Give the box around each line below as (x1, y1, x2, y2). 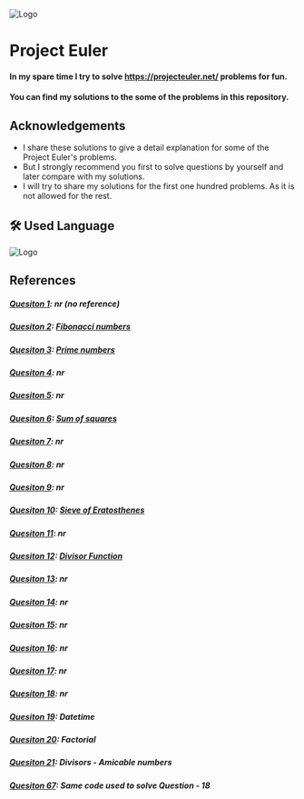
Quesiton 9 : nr (9, 482, 65, 493)
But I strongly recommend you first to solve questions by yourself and (22, 162, 284, 173)
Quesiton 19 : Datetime (9, 711, 95, 722)
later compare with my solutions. (22, 171, 145, 182)
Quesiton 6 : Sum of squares (9, 413, 118, 424)
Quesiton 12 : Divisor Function (9, 551, 123, 562)
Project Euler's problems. (22, 152, 118, 163)
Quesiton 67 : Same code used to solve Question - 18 (9, 780, 211, 791)
